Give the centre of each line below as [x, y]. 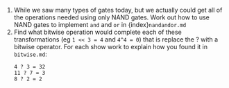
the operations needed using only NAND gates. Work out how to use [112, 17]
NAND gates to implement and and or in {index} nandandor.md [100, 25]
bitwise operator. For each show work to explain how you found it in [111, 47]
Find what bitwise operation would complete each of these [97, 32]
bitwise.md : [30, 54]
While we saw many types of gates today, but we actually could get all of [118, 10]
